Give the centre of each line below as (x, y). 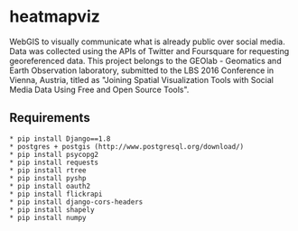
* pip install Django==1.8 (60, 139)
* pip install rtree (48, 170)
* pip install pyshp (48, 178)
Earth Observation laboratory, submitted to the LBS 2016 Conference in (142, 70)
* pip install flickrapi (56, 194)
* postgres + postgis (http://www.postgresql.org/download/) (127, 146)
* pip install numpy (48, 217)
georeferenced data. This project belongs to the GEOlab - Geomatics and (145, 60)
